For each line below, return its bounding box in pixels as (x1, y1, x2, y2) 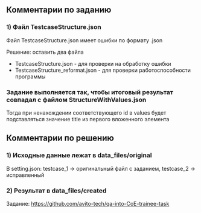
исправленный (6, 171, 45, 179)
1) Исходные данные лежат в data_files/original (6, 151, 152, 159)
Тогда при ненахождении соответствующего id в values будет (6, 109, 167, 116)
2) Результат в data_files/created (6, 186, 107, 195)
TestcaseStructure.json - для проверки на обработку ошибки (14, 60, 171, 67)
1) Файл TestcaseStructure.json (6, 23, 101, 31)
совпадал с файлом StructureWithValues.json (6, 95, 147, 104)
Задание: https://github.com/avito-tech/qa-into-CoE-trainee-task (6, 200, 170, 207)
